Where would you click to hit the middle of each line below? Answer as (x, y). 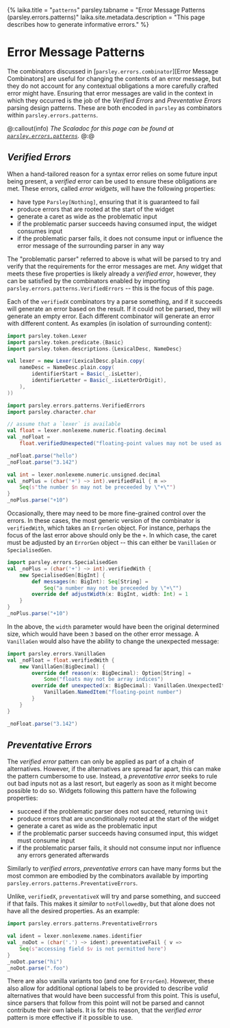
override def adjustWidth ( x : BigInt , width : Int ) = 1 (110, 594)
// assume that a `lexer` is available (64, 424)
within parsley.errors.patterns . (53, 115)
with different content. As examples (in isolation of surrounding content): (110, 323)
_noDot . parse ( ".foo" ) (38, 968)
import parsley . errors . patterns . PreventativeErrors (82, 924)
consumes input (40, 231)
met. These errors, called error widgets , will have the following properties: (111, 188)
